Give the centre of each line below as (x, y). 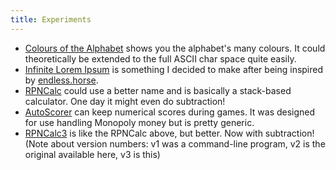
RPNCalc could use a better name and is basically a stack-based (158, 90)
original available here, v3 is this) (92, 154)
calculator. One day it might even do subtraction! (125, 101)
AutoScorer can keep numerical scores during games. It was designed (170, 112)
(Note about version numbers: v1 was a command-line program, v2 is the (175, 143)
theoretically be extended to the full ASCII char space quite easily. (160, 58)
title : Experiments (51, 19)
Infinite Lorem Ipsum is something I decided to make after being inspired (174, 69)
